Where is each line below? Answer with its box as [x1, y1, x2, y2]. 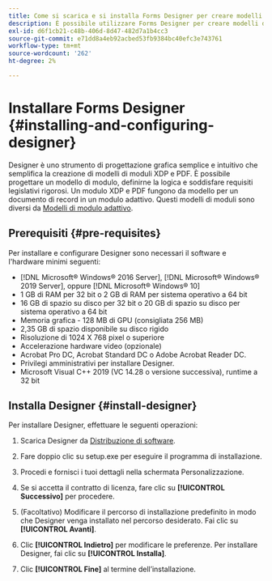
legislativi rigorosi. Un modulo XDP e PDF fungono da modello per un [8, 185, 239, 195]
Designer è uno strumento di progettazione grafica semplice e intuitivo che [8, 159, 258, 170]
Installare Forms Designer [8, 99, 185, 117]
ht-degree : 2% [8, 57, 57, 66]
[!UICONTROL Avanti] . [19, 524, 97, 534]
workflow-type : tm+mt [8, 42, 82, 50]
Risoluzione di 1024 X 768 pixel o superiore [19, 333, 164, 342]
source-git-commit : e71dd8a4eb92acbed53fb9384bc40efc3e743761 [8, 34, 223, 43]
